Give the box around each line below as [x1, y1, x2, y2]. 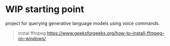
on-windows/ [17, 35, 46, 41]
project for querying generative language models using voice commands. [5, 20, 160, 26]
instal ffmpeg [17, 30, 46, 36]
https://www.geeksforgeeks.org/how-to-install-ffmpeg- [47, 30, 165, 36]
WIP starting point [5, 4, 84, 15]
